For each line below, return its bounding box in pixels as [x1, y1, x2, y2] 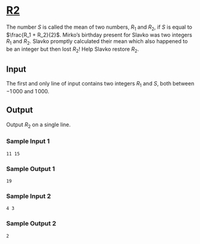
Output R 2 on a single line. [6, 121, 71, 129]
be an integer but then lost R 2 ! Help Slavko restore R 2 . [6, 45, 140, 54]
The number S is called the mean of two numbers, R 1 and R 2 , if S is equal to [6, 23, 193, 32]
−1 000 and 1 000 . [6, 87, 50, 94]
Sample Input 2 [6, 192, 51, 200]
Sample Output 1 [6, 164, 55, 173]
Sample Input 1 [6, 137, 50, 145]
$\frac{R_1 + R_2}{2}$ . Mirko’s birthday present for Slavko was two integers [6, 31, 193, 38]
